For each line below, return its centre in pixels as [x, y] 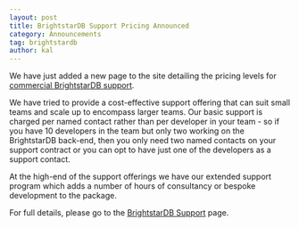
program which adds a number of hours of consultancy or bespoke [133, 186]
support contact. [40, 159]
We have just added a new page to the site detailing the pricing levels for [143, 76]
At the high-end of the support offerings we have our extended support [141, 177]
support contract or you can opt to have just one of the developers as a [141, 150]
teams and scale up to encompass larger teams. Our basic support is [136, 112]
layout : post [33, 17]
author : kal [31, 51]
